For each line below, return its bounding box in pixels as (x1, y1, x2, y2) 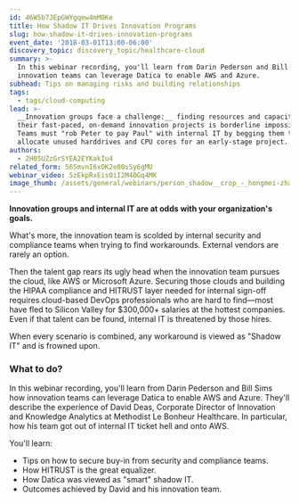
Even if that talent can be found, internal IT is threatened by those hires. (9, 314, 272, 325)
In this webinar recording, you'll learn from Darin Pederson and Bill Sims (9, 383, 273, 393)
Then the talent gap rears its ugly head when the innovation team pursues (9, 267, 280, 277)
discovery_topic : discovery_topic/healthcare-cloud (9, 46, 205, 55)
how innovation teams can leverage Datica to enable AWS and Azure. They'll (9, 392, 290, 403)
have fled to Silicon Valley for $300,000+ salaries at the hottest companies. (9, 304, 286, 315)
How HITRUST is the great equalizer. (21, 465, 158, 475)
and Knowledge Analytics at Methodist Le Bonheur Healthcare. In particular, (9, 411, 287, 422)
